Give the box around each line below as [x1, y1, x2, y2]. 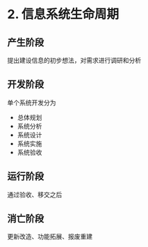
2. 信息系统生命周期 [7, 6, 120, 22]
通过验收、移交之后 [7, 190, 63, 199]
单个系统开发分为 [7, 98, 56, 107]
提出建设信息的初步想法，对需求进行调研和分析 [7, 57, 141, 64]
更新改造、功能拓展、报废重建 [7, 232, 92, 241]
